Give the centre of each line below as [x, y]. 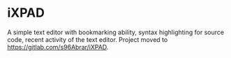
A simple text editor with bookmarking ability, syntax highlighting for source [116, 32]
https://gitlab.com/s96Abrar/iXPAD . [58, 47]
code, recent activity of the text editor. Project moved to [88, 39]
